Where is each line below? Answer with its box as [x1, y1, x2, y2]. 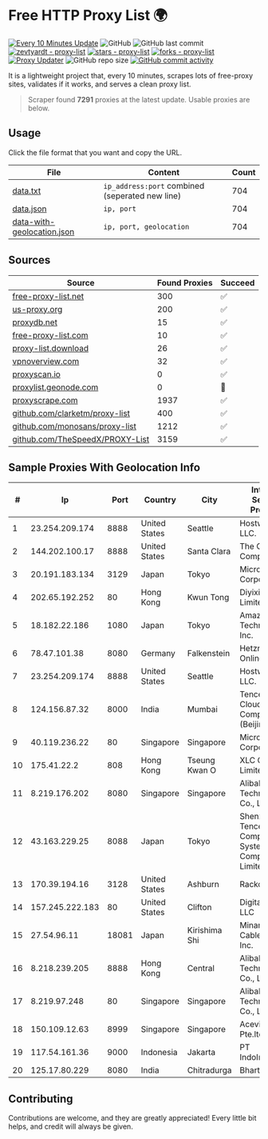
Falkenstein [187, 648, 231, 659]
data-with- [12, 216, 56, 227]
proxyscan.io [12, 369, 61, 380]
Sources [8, 254, 51, 267]
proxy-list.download [12, 342, 89, 354]
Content [148, 166, 180, 178]
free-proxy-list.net [12, 290, 85, 302]
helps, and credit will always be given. [8, 1121, 133, 1132]
